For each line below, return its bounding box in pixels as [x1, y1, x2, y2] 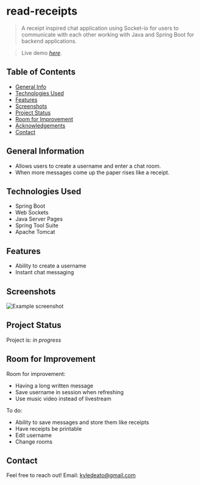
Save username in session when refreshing [15, 388, 124, 395]
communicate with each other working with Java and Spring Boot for [21, 30, 195, 38]
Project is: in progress [6, 336, 62, 344]
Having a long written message [15, 382, 93, 389]
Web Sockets [15, 209, 49, 216]
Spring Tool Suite [15, 222, 59, 229]
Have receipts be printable [15, 425, 82, 432]
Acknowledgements [15, 122, 66, 129]
